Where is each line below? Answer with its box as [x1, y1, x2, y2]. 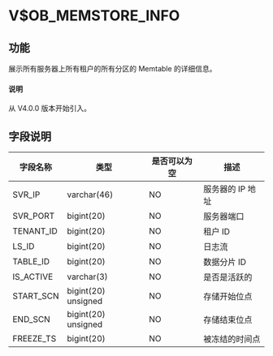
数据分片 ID [202, 256, 246, 268]
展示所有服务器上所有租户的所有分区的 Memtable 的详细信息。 [8, 64, 217, 73]
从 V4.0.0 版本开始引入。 [8, 104, 92, 114]
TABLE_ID [12, 256, 50, 268]
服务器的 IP [202, 183, 246, 195]
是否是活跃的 [202, 272, 253, 283]
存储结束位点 [202, 315, 253, 326]
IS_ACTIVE [12, 271, 54, 282]
